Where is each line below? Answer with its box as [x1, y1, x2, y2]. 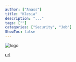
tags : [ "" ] [5, 20, 27, 25]
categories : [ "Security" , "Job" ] [5, 25, 72, 30]
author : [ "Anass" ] [5, 7, 42, 12]
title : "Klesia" [5, 12, 38, 16]
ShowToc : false [5, 29, 36, 34]
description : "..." [5, 16, 44, 21]
